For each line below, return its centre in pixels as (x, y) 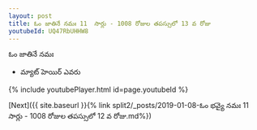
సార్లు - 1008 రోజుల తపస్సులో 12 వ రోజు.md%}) (80, 116)
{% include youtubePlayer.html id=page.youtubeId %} (99, 89)
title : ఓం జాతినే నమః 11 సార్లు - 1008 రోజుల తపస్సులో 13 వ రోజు (109, 24)
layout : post (30, 16)
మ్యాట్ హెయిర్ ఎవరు (50, 72)
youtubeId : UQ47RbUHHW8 (49, 31)
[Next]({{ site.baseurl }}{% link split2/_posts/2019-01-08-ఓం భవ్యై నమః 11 (128, 106)
